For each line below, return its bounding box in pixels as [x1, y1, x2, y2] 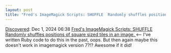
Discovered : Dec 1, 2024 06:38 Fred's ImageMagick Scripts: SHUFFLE [5, 26, 153, 32]
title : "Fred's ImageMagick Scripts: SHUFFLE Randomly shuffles [5, 12, 147, 17]
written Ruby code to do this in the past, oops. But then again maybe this [5, 36, 158, 43]
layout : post [5, 7, 33, 13]
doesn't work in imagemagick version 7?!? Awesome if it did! [5, 42, 132, 48]
